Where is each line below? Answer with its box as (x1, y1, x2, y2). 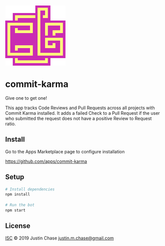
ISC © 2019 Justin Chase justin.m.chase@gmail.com (5, 235, 114, 241)
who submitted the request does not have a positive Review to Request (5, 115, 152, 121)
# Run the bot (5, 202, 35, 208)
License (5, 221, 31, 230)
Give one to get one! (5, 95, 48, 101)
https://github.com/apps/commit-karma (5, 158, 87, 164)
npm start (5, 208, 26, 213)
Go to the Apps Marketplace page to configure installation (5, 148, 125, 154)
